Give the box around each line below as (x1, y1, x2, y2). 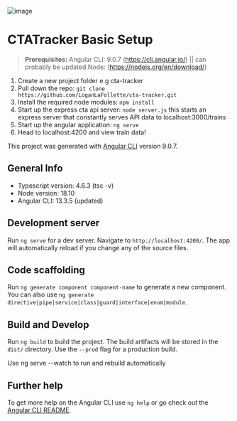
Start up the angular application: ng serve (17, 120, 140, 129)
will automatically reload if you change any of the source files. (7, 243, 189, 252)
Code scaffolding (7, 264, 85, 276)
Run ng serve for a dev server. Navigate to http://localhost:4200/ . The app (7, 235, 231, 245)
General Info (7, 162, 63, 174)
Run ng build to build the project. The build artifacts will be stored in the (7, 338, 219, 346)
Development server (7, 217, 100, 229)
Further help (7, 379, 64, 391)
